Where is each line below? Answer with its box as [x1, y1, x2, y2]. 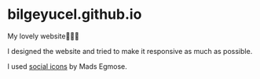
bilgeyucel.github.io [7, 5, 142, 23]
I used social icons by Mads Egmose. [7, 61, 127, 71]
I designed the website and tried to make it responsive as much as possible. [7, 46, 253, 56]
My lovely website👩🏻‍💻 [7, 31, 79, 41]
